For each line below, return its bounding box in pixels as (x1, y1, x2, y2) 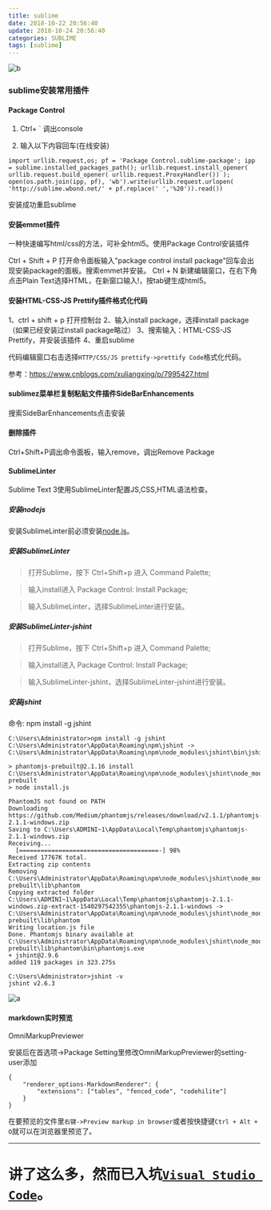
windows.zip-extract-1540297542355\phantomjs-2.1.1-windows (8, 903, 213, 911)
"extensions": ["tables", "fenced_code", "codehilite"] (37, 1088, 227, 1096)
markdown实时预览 (8, 1012, 74, 1022)
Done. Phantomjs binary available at (8, 931, 134, 939)
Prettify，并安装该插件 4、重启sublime (8, 335, 135, 345)
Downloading (8, 805, 48, 813)
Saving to (8, 825, 42, 834)
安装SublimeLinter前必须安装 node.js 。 (8, 526, 134, 536)
